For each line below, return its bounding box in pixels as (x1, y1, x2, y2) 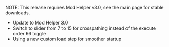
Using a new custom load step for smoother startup (12, 36, 122, 42)
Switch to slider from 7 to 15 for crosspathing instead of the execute (12, 25, 156, 31)
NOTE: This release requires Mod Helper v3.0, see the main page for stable (5, 5, 164, 10)
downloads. (5, 10, 30, 16)
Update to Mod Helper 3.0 (12, 20, 68, 26)
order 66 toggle (12, 31, 46, 36)
